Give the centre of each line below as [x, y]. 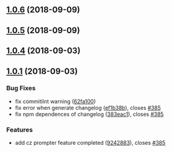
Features [20, 130]
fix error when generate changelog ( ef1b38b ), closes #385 [88, 108]
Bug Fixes [21, 88]
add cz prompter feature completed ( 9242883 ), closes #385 [90, 143]
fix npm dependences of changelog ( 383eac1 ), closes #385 [89, 114]
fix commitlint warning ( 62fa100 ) [55, 101]
